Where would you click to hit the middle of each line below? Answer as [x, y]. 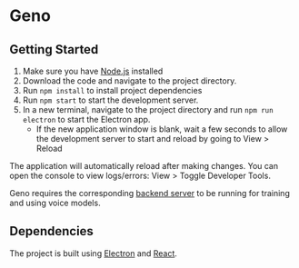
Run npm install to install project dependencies [112, 90]
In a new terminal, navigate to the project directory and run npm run [148, 109]
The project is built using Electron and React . [93, 253]
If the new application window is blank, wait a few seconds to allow [162, 129]
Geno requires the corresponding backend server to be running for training [150, 193]
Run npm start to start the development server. [110, 100]
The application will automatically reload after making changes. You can [144, 166]
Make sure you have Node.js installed [93, 71]
